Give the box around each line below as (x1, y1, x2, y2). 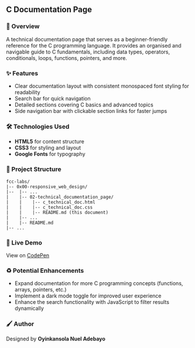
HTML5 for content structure (14, 138, 85, 145)
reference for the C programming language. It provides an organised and (6, 42, 182, 49)
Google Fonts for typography (14, 150, 85, 158)
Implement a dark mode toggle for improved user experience (14, 292, 162, 299)
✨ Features (6, 69, 39, 77)
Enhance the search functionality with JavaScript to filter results (14, 299, 170, 306)
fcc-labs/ (6, 179, 30, 185)
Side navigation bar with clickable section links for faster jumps (14, 107, 167, 114)
